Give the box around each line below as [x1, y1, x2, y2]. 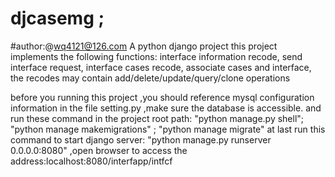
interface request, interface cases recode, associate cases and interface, [10, 61, 312, 73]
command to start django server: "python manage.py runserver [10, 133, 272, 146]
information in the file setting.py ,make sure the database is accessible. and [10, 102, 322, 114]
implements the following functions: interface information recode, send [10, 50, 303, 62]
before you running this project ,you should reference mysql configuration [10, 91, 315, 103]
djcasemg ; [10, 7, 105, 30]
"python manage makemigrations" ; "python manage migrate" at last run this [10, 123, 326, 135]
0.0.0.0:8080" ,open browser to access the [10, 144, 188, 156]
